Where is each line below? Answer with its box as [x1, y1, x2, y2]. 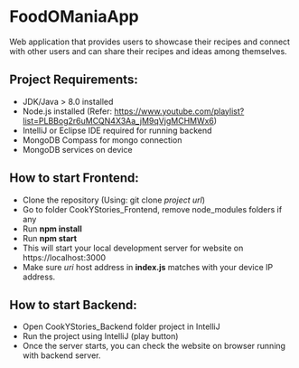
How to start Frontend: [9, 170, 140, 186]
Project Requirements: [9, 72, 138, 88]
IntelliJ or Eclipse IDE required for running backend [22, 125, 212, 136]
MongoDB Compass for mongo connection [22, 134, 182, 146]
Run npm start [22, 232, 78, 243]
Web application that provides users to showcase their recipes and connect [9, 36, 291, 47]
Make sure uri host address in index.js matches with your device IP [22, 261, 274, 272]
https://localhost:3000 [22, 251, 107, 263]
